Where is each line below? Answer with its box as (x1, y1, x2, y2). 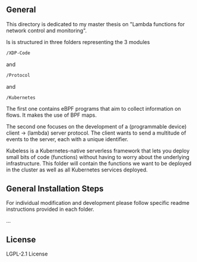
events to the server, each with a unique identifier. (6, 136, 129, 143)
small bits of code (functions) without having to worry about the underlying (6, 154, 190, 161)
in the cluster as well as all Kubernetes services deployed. (6, 166, 148, 173)
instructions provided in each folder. (6, 205, 95, 213)
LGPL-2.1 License (6, 250, 48, 258)
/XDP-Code (6, 50, 31, 56)
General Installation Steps (6, 183, 104, 194)
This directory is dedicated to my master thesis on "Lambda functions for (6, 20, 185, 27)
